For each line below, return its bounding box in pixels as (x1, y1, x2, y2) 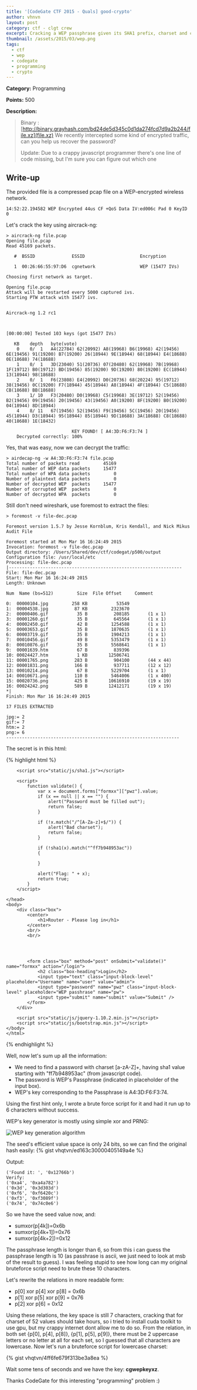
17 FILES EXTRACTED (6, 704, 54, 710)
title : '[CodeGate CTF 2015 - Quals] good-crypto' (6, 8, 133, 15)
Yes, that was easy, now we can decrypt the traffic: (6, 444, 130, 451)
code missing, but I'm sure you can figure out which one (20, 155, 157, 162)
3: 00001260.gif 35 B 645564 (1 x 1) (6, 616, 167, 622)
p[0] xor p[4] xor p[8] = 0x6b (14, 1288, 86, 1295)
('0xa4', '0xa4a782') (6, 1180, 59, 1186)
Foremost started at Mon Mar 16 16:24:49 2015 (6, 539, 122, 545)
